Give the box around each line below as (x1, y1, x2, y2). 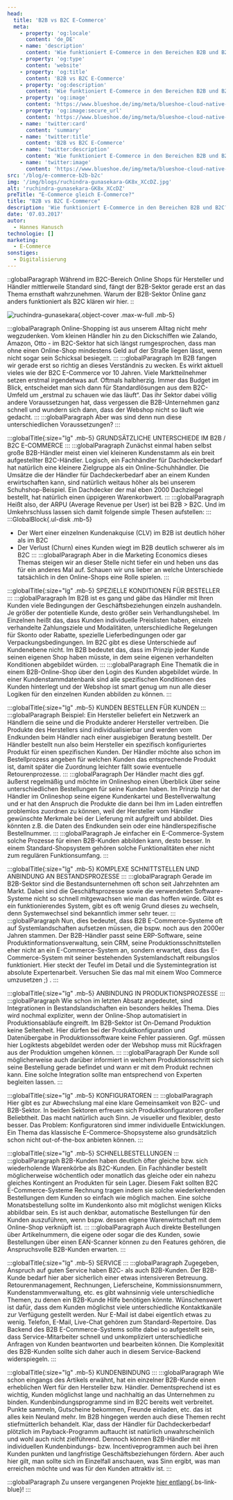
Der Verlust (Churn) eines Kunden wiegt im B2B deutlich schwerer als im (17, 543, 225, 552)
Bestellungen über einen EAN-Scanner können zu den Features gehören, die (7, 1238, 226, 1246)
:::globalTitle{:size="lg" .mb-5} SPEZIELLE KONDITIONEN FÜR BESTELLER (7, 586, 221, 595)
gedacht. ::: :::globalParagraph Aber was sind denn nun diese (7, 413, 182, 421)
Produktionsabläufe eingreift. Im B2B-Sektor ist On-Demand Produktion (7, 1019, 212, 1027)
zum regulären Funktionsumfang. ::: (7, 851, 109, 859)
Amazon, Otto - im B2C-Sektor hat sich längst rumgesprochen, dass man (7, 339, 216, 347)
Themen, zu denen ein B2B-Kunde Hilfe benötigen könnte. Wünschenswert (7, 1295, 223, 1304)
